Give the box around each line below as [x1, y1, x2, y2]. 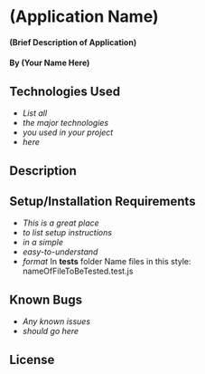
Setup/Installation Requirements [9, 193, 196, 209]
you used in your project [22, 127, 114, 138]
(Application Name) [9, 6, 160, 27]
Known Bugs [9, 292, 83, 307]
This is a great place [22, 217, 99, 228]
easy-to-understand [22, 246, 98, 257]
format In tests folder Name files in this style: [22, 256, 191, 267]
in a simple [22, 237, 64, 248]
